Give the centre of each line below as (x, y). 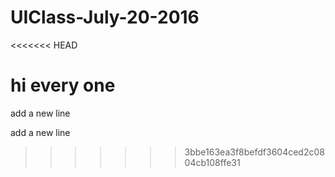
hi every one (63, 85)
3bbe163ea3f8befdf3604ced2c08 (254, 152)
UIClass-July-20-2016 (105, 17)
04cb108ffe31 (212, 162)
